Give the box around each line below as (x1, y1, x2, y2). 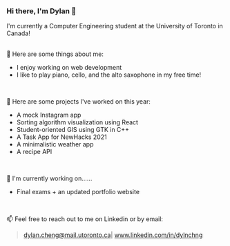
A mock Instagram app (16, 111, 82, 120)
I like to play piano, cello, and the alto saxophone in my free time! (16, 70, 202, 79)
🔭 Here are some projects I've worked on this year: (6, 97, 151, 106)
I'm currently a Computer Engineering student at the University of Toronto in (6, 22, 224, 30)
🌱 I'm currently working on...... (6, 174, 93, 182)
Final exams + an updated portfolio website (16, 188, 140, 196)
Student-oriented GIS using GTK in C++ (16, 126, 129, 134)
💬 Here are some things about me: (6, 50, 104, 58)
